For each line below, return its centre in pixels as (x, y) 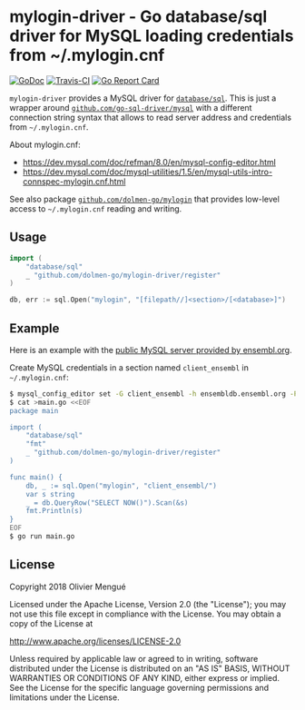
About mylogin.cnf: (45, 144)
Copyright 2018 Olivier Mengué (68, 587)
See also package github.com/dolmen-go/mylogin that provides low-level (144, 199)
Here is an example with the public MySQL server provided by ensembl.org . (151, 350)
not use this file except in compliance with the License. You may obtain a (145, 614)
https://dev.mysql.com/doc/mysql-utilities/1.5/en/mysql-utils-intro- (148, 172)
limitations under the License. (64, 697)
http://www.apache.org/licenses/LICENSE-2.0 (95, 641)
